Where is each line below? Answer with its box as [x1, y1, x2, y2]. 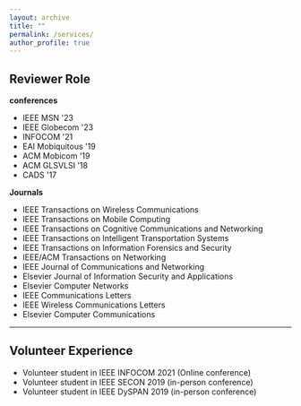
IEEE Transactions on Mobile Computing [21, 214, 171, 225]
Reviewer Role [9, 71, 91, 86]
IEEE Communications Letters [21, 290, 132, 301]
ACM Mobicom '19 [21, 151, 90, 161]
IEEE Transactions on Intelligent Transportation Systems [21, 233, 229, 244]
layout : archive [9, 13, 70, 22]
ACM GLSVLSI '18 [21, 160, 88, 171]
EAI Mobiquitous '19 [21, 141, 96, 152]
